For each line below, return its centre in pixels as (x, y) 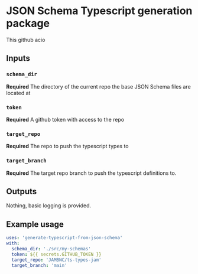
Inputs (18, 58)
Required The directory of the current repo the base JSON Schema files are (98, 86)
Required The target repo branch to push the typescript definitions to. (91, 173)
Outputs (22, 191)
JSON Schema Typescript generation (99, 11)
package (28, 23)
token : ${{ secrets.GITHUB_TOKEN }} (56, 254)
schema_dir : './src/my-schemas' (51, 249)
